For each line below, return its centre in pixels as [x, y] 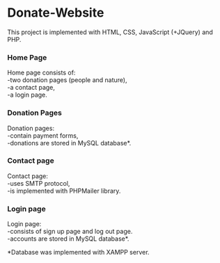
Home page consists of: [41, 73]
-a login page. [27, 95]
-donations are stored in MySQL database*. [69, 143]
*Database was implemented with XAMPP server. [78, 253]
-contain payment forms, [43, 135]
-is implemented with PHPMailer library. [64, 191]
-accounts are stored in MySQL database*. [68, 239]
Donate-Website [56, 13]
